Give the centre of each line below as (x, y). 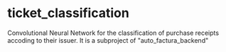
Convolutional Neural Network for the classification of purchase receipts (113, 33)
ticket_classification (68, 13)
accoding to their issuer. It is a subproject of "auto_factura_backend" (108, 40)
